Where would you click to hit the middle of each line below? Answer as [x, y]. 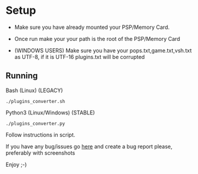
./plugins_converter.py [36, 123]
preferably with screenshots [41, 153]
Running [22, 76]
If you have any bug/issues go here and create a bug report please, [89, 146]
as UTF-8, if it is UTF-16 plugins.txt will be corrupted [79, 57]
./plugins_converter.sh [36, 101]
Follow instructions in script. [41, 135]
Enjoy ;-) [16, 164]
